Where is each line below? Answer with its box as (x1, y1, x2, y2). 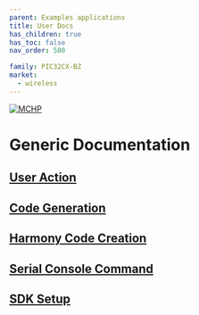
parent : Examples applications (9, 12, 126, 22)
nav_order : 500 (9, 46, 66, 55)
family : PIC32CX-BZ (9, 62, 82, 71)
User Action (9, 170, 78, 186)
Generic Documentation (9, 135, 191, 154)
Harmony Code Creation (9, 231, 147, 246)
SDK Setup (9, 291, 71, 306)
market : (9, 70, 38, 80)
